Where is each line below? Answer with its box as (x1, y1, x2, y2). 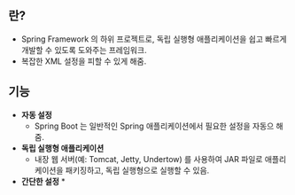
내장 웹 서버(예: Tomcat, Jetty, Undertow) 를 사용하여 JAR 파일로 (34, 153, 263, 164)
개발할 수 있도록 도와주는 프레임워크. (20, 44, 147, 55)
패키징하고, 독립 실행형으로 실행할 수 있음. (65, 165, 210, 175)
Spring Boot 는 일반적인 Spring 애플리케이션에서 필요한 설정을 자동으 (34, 121, 275, 131)
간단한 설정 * (20, 175, 66, 186)
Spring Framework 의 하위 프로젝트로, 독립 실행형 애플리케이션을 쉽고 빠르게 (20, 34, 287, 44)
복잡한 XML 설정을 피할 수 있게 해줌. (20, 56, 147, 66)
